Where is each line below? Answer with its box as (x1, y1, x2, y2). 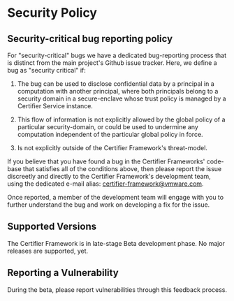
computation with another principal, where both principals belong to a (17, 87, 219, 95)
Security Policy (7, 5, 98, 21)
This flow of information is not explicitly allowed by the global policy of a (17, 115, 226, 124)
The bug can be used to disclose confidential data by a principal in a (17, 80, 214, 88)
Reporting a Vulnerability (7, 267, 119, 279)
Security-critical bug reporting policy (7, 33, 173, 45)
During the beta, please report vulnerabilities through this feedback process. (7, 285, 228, 294)
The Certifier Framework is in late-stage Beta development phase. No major (7, 239, 226, 247)
